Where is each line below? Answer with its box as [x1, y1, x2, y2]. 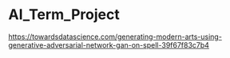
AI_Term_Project [8, 6, 120, 24]
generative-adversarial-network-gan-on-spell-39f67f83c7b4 [8, 40, 210, 49]
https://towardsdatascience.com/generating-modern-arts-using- [8, 32, 222, 41]
